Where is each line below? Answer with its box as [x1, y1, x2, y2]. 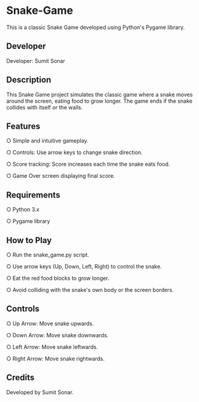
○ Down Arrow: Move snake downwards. [6, 331, 109, 339]
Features [6, 121, 40, 131]
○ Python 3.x [6, 206, 40, 213]
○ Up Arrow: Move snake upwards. [6, 320, 94, 327]
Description [6, 75, 51, 85]
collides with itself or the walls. [6, 103, 83, 111]
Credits [6, 372, 35, 383]
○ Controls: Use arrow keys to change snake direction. [6, 149, 143, 156]
